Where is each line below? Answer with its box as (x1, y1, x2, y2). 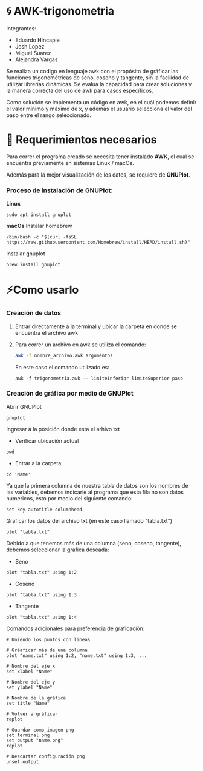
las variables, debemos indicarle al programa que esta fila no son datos (6, 488, 184, 496)
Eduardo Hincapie (14, 36, 60, 44)
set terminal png (6, 732, 50, 738)
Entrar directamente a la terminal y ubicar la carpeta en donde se (14, 323, 177, 330)
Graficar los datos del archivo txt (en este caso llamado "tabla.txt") (6, 517, 173, 524)
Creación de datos (6, 309, 62, 317)
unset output (6, 758, 39, 765)
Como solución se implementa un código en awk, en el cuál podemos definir (6, 98, 197, 106)
